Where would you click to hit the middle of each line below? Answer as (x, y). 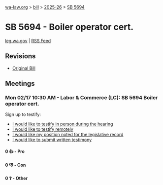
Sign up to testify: (23, 114)
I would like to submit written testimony (52, 140)
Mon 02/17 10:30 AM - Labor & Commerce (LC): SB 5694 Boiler (81, 98)
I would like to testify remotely (43, 129)
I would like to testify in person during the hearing (63, 124)
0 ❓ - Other (16, 178)
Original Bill (24, 68)
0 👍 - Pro (15, 151)
